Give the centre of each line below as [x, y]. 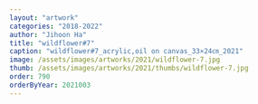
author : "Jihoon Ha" [48, 34]
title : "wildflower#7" [52, 43]
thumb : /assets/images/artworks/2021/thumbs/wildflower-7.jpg [129, 69]
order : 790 [30, 77]
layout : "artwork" [44, 18]
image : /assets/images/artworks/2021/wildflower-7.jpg [115, 60]
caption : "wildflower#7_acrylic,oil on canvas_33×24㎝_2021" [126, 52]
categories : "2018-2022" [56, 26]
